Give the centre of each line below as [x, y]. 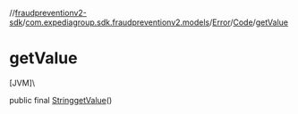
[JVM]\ [22, 83]
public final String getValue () [61, 100]
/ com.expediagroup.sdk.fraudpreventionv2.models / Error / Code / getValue [155, 22]
